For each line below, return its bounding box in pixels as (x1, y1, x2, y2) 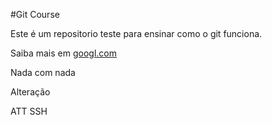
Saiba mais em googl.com (10, 47, 117, 59)
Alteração (10, 86, 51, 98)
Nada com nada (10, 67, 76, 78)
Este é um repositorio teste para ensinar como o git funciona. (10, 28, 263, 39)
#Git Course (10, 9, 60, 20)
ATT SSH (10, 105, 48, 117)
